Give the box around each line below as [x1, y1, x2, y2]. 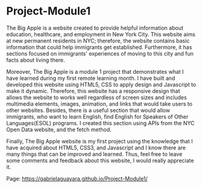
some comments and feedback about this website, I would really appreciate [6, 157, 194, 164]
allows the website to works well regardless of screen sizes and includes [6, 94, 187, 101]
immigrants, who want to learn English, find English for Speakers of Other [6, 113, 189, 120]
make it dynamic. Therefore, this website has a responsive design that [6, 87, 180, 94]
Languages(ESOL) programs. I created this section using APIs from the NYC [6, 119, 195, 126]
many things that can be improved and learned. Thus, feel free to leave [6, 150, 183, 158]
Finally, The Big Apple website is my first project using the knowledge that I [6, 137, 193, 144]
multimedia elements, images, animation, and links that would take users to [6, 100, 193, 107]
